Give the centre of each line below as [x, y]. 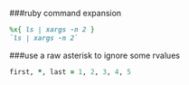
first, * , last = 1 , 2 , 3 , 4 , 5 [70, 71]
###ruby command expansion [66, 13]
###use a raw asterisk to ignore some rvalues [95, 55]
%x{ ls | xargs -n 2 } [52, 30]
